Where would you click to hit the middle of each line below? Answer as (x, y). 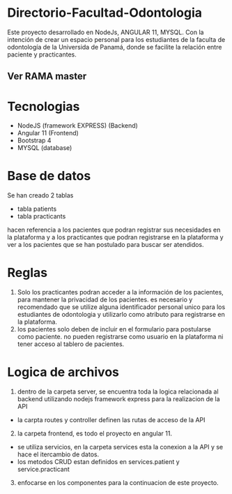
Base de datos (49, 176)
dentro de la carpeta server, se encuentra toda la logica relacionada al (118, 391)
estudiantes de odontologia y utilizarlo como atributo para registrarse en (121, 315)
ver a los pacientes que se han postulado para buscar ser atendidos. (106, 245)
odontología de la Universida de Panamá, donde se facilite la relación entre (115, 47)
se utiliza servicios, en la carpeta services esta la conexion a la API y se (120, 447)
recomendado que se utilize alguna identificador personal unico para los (121, 307)
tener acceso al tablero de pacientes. (71, 344)
